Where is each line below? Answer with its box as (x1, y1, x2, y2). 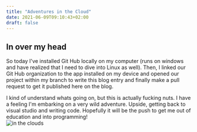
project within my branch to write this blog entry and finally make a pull (6, 77, 180, 84)
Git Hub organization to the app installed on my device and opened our (6, 70, 179, 77)
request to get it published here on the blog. (6, 83, 114, 90)
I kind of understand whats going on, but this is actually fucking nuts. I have (6, 95, 191, 102)
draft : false (6, 20, 39, 26)
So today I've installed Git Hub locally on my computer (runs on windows (6, 58, 184, 65)
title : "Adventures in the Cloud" (6, 8, 92, 15)
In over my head (6, 42, 67, 52)
